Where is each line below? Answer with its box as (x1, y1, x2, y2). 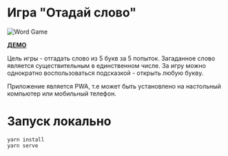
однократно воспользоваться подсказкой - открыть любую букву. (7, 69, 204, 77)
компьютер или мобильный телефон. (7, 89, 117, 98)
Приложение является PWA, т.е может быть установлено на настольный (7, 82, 222, 90)
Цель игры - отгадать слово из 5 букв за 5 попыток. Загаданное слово (7, 54, 216, 63)
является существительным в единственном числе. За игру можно (7, 61, 207, 69)
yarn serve (7, 142, 39, 149)
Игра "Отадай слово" (7, 5, 136, 21)
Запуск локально (7, 113, 112, 129)
